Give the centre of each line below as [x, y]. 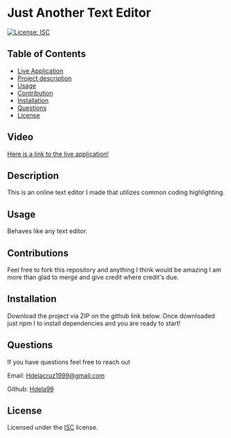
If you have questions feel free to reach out [69, 362]
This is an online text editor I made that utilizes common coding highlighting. [116, 192]
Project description [44, 78]
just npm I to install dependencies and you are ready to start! [94, 323]
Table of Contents [47, 54]
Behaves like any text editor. [48, 231]
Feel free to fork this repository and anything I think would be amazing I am [114, 270]
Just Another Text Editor [79, 13]
